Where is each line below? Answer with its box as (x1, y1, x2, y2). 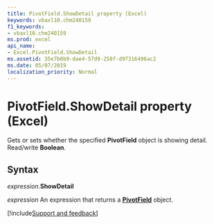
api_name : (7, 42, 36, 49)
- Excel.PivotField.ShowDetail (7, 49, 98, 56)
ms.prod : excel (7, 36, 51, 43)
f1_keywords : (7, 23, 45, 30)
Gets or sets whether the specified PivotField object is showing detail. (7, 136, 208, 145)
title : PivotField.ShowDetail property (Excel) (7, 10, 148, 17)
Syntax (7, 163, 39, 175)
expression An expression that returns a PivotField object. (7, 195, 173, 204)
